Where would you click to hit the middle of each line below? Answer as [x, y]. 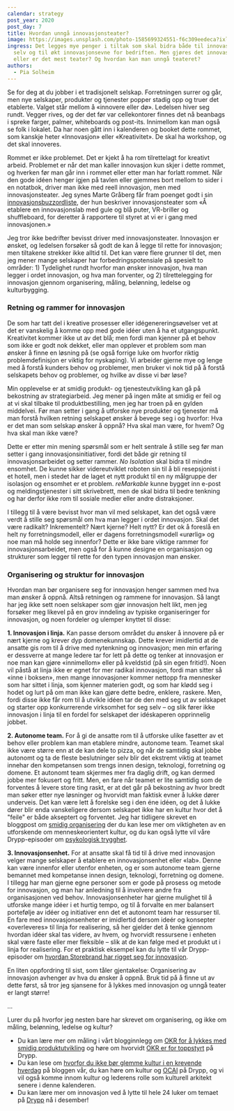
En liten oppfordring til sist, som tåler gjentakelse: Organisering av [102, 971]
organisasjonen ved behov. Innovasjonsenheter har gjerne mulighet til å [110, 897]
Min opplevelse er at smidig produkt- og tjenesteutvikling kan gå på [104, 388]
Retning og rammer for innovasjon [66, 308]
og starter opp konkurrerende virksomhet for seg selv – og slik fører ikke [111, 707]
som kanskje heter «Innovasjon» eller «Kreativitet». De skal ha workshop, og [117, 136]
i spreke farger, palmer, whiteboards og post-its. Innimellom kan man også [114, 122]
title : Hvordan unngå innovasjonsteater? [68, 33]
